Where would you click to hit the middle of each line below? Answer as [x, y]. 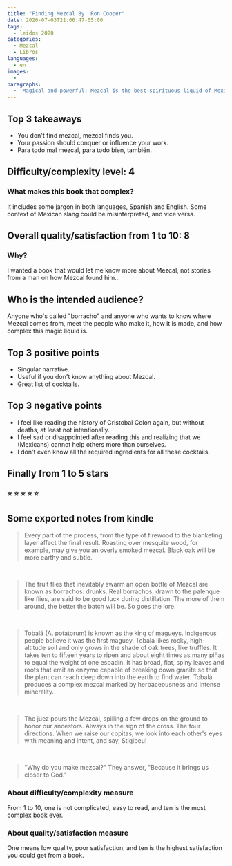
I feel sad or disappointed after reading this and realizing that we [109, 437]
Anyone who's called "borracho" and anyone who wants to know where [109, 316]
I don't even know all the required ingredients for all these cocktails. [114, 452]
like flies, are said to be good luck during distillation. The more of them [124, 598]
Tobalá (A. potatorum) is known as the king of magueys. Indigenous [120, 633]
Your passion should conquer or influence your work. [93, 142]
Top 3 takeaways [45, 119]
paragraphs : [24, 84]
